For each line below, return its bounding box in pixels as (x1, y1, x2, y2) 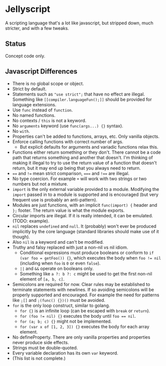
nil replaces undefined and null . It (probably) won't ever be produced (12, 223, 157, 229)
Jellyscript (5, 3, 51, 15)
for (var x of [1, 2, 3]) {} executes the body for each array (19, 323, 150, 329)
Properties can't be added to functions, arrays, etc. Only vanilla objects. (12, 133, 160, 139)
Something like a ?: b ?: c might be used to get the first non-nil (19, 271, 153, 276)
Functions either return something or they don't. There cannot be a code (12, 149, 161, 155)
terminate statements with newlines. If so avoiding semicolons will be (12, 286, 154, 292)
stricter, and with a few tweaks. (5, 25, 70, 31)
